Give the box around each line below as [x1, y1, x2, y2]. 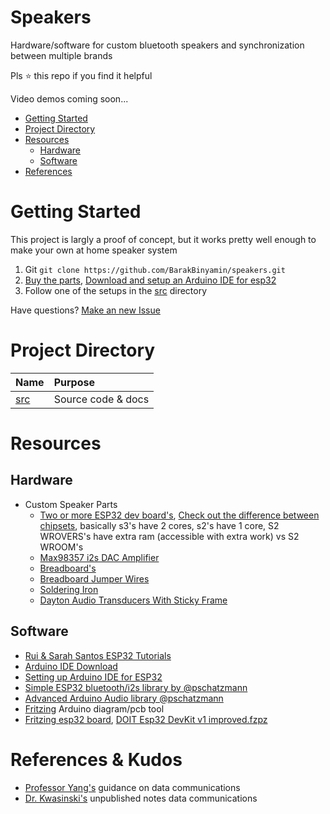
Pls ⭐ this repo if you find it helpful [10, 69, 153, 81]
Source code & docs [53, 392, 150, 406]
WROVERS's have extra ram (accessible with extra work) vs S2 [39, 530, 300, 542]
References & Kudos [10, 748, 183, 771]
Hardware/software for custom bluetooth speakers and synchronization [10, 39, 305, 51]
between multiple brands [10, 49, 113, 61]
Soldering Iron [39, 583, 99, 595]
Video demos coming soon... [10, 92, 129, 105]
